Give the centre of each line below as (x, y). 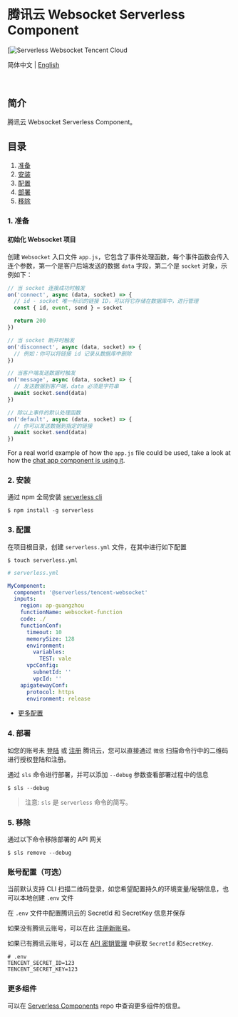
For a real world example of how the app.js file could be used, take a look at (119, 453)
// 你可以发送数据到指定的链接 (53, 426)
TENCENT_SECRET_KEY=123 (43, 970)
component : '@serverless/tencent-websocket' (81, 592)
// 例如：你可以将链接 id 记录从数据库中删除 (73, 354)
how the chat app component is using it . (66, 461)
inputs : (25, 599)
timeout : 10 (44, 632)
